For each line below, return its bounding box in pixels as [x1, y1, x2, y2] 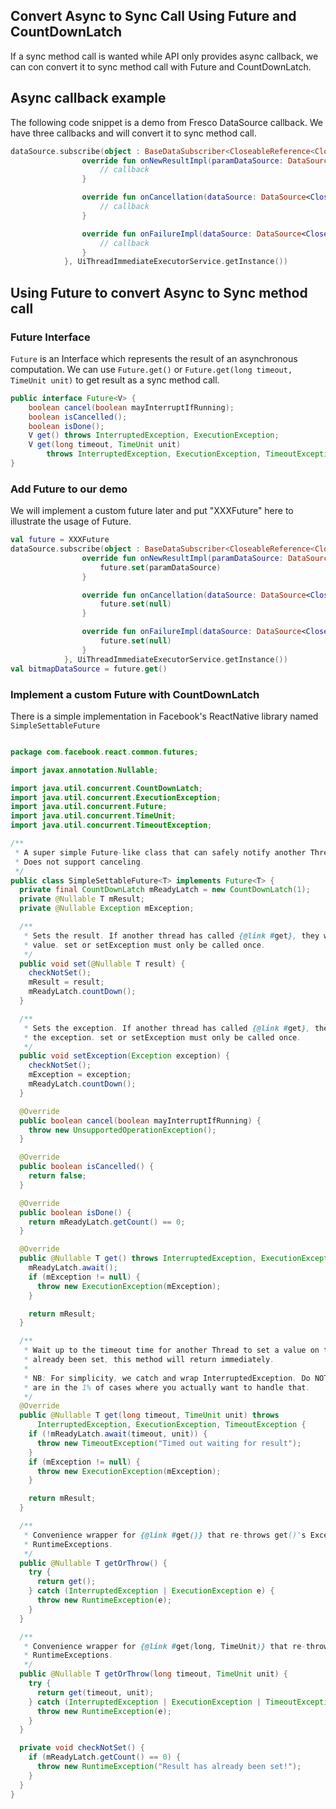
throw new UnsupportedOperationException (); [28, 1125, 217, 1135]
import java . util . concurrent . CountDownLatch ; [10, 783, 203, 793]
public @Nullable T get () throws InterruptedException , [19, 1254, 257, 1264]
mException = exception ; [28, 1070, 132, 1080]
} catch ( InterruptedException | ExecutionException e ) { [28, 1586, 275, 1596]
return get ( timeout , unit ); [36, 1687, 155, 1698]
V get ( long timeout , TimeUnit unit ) [28, 440, 182, 450]
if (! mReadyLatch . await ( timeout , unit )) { [28, 1429, 208, 1439]
